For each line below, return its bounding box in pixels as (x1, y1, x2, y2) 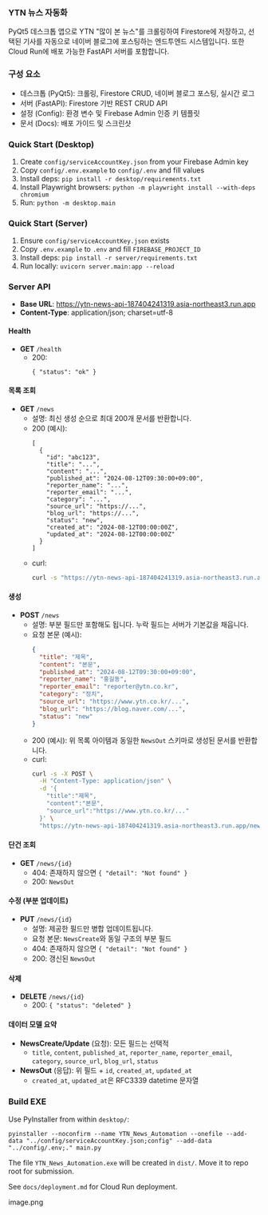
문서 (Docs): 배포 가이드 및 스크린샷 (19, 118, 132, 128)
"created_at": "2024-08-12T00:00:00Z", (46, 523, 179, 531)
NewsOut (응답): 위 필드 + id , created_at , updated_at (19, 1066, 193, 1075)
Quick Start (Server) (8, 217, 89, 228)
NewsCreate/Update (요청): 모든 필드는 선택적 (19, 1038, 169, 1048)
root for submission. (8, 1166, 74, 1176)
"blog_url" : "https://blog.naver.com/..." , (38, 705, 186, 713)
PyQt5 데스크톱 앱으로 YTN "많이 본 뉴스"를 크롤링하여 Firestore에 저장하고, (8, 26, 246, 37)
